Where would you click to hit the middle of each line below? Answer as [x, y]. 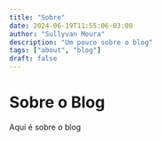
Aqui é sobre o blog [45, 127]
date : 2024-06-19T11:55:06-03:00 [71, 26]
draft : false [33, 59]
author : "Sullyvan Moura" [57, 34]
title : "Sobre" [37, 17]
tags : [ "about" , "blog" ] [55, 51]
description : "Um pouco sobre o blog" [81, 42]
